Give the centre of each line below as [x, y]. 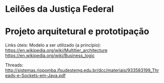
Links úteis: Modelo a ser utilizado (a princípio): [53, 45]
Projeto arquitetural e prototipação [77, 32]
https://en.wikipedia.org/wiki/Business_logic [50, 55]
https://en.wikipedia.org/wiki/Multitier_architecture [56, 51]
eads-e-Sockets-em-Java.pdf [35, 76]
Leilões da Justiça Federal [60, 9]
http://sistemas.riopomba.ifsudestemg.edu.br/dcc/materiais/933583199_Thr [82, 70]
